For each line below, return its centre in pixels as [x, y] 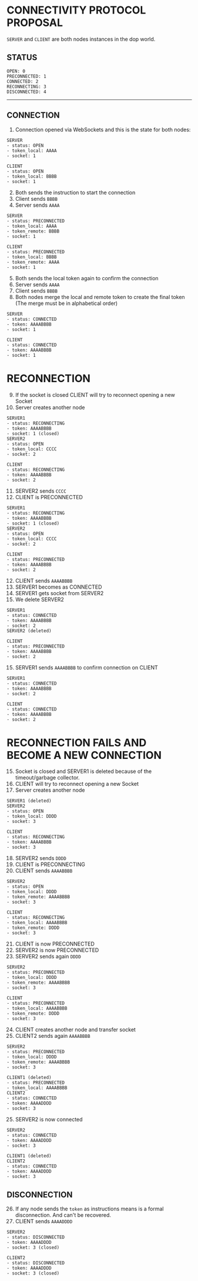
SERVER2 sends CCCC [41, 491]
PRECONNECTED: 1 [26, 76]
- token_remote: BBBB [33, 231]
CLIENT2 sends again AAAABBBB [53, 1036]
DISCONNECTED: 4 [26, 92]
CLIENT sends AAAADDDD [44, 1222]
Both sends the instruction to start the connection [75, 193]
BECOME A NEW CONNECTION [84, 755]
